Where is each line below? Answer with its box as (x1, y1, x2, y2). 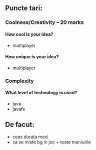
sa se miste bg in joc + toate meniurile (12, 139, 91, 145)
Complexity (5, 77, 34, 84)
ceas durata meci (12, 134, 48, 140)
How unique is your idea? (5, 54, 59, 60)
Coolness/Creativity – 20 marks (5, 19, 84, 26)
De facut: (5, 121, 34, 129)
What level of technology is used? (5, 90, 77, 96)
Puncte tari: (5, 4, 42, 12)
